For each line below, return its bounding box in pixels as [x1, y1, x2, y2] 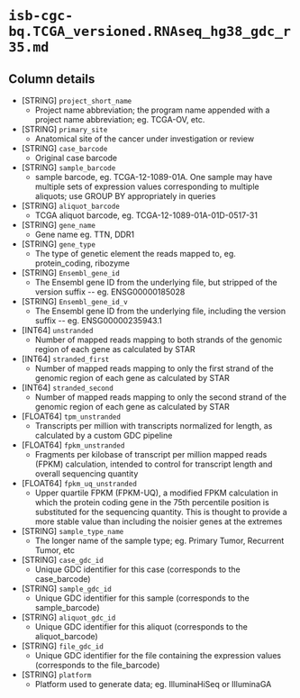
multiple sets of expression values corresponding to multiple [34, 181, 259, 192]
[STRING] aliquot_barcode [21, 201, 121, 211]
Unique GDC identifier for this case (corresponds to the [34, 564, 241, 575]
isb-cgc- [8, 7, 74, 24]
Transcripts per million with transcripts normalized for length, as [34, 421, 273, 431]
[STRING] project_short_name [21, 95, 132, 105]
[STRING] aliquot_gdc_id [21, 612, 116, 622]
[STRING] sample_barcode [21, 162, 116, 173]
